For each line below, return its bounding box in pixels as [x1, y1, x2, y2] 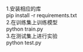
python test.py [6, 39, 41, 46]
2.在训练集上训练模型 [6, 19, 58, 25]
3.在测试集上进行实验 [6, 32, 58, 40]
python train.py [6, 25, 43, 32]
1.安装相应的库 [6, 5, 41, 12]
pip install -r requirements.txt [6, 12, 77, 19]
